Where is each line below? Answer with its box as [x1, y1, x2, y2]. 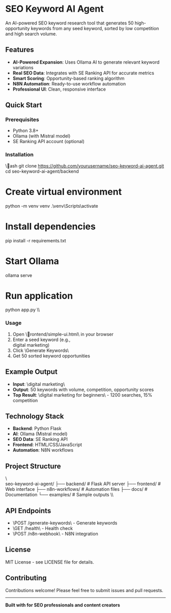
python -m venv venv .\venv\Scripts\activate [5, 203, 98, 209]
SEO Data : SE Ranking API [12, 436, 68, 442]
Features [5, 45, 34, 54]
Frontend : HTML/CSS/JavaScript [12, 441, 82, 448]
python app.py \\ [5, 306, 40, 313]
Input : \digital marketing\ [12, 381, 65, 387]
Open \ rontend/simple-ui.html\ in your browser [12, 331, 113, 337]
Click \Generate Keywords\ [12, 347, 69, 353]
